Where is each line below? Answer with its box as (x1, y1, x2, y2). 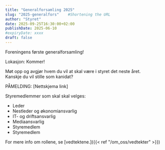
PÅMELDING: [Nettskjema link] (5, 83, 68, 89)
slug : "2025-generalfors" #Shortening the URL (5, 12, 111, 17)
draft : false (5, 35, 32, 40)
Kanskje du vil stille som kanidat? (5, 73, 73, 79)
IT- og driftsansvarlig (12, 113, 56, 119)
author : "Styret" (5, 16, 41, 21)
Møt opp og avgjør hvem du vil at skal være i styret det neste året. (5, 68, 141, 74)
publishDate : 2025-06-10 (5, 26, 57, 31)
